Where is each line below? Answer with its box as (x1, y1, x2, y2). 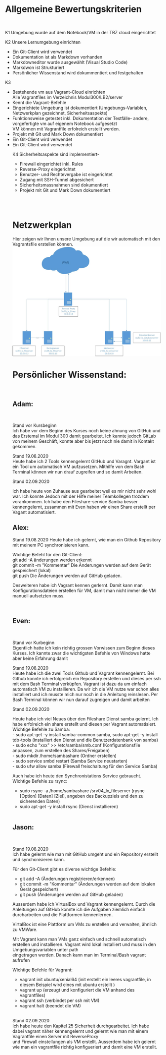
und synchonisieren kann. (12, 856, 65, 862)
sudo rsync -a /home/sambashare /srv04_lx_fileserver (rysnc (19, 787, 145, 794)
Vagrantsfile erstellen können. (12, 241, 73, 247)
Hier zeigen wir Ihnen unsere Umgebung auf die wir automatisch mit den (12, 235, 161, 241)
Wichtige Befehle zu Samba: (12, 726, 70, 732)
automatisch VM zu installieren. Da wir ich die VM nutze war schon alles (12, 686, 159, 692)
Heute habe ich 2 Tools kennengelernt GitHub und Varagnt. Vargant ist (12, 459, 156, 465)
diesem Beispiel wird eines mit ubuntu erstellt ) (19, 982, 115, 988)
